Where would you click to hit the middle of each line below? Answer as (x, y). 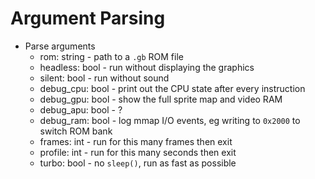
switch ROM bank (76, 131)
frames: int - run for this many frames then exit (136, 141)
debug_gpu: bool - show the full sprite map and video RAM (161, 99)
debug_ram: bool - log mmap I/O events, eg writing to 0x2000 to (170, 120)
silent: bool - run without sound (104, 78)
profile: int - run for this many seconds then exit (138, 152)
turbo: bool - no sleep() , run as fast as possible (138, 163)
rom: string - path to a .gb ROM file (111, 56)
